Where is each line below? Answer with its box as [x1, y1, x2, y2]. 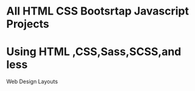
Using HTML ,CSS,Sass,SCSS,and [6, 45, 182, 59]
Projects [6, 17, 50, 31]
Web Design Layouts [6, 78, 58, 86]
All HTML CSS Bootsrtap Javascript [6, 4, 190, 18]
